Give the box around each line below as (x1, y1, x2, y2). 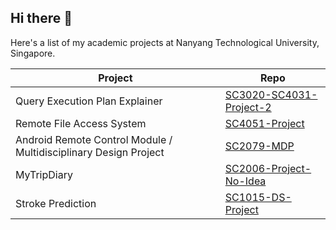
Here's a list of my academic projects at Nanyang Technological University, (10, 36, 320, 48)
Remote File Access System (15, 116, 147, 130)
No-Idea (224, 174, 267, 188)
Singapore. (10, 47, 56, 59)
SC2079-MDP (224, 139, 295, 153)
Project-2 (224, 100, 272, 114)
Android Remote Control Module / (15, 132, 173, 146)
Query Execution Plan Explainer (15, 94, 163, 108)
